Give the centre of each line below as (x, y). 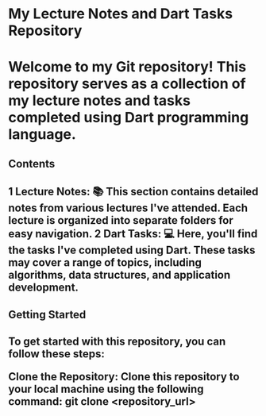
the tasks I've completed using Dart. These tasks (132, 250)
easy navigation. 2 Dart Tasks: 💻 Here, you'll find (133, 234)
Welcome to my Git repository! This (127, 67)
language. (42, 135)
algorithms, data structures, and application (120, 275)
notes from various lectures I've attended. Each (128, 208)
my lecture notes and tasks (99, 101)
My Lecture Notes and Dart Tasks (120, 14)
